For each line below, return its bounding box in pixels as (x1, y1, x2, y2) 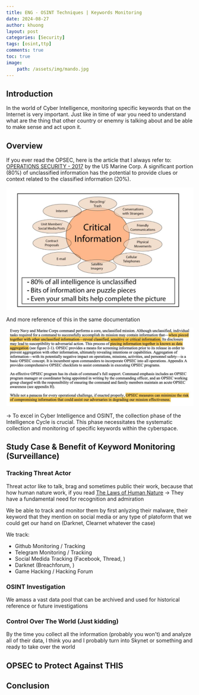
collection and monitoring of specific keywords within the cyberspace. (6, 425, 178, 432)
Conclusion (6, 681, 50, 691)
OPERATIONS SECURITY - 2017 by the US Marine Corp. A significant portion (6, 163, 194, 170)
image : (6, 59, 23, 65)
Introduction (6, 89, 53, 99)
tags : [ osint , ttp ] (6, 41, 52, 47)
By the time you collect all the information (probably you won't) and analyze (6, 631, 191, 638)
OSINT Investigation (6, 583, 65, 591)
